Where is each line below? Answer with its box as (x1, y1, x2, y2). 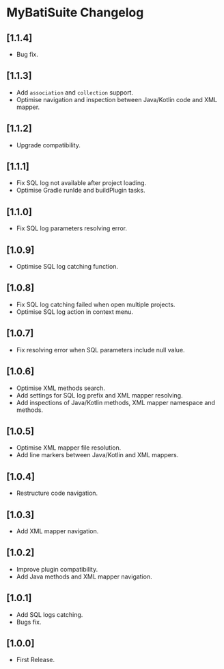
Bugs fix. (16, 618, 42, 626)
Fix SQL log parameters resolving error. (16, 224, 128, 232)
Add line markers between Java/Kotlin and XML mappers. (16, 451, 179, 459)
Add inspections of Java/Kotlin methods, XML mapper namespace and (16, 398, 216, 406)
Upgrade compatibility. (16, 141, 81, 149)
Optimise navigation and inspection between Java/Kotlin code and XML (16, 95, 218, 104)
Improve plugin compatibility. (16, 565, 98, 573)
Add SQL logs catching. (16, 610, 83, 618)
